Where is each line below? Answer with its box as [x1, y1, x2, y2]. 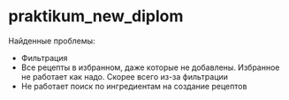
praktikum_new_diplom [8, 6, 184, 27]
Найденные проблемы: [8, 35, 95, 46]
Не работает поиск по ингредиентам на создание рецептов [20, 81, 247, 91]
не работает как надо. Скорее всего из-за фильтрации [20, 71, 229, 81]
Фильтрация [20, 52, 68, 63]
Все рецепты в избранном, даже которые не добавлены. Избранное [20, 62, 280, 73]
